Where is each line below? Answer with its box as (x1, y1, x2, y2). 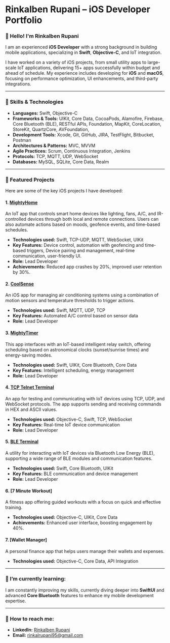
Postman (12, 137, 31, 143)
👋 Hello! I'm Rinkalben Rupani (5, 33, 79, 40)
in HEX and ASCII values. (5, 406, 57, 413)
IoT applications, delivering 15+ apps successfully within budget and (17, 65, 160, 71)
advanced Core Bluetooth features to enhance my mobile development (5, 592, 154, 598)
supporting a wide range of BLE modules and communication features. (5, 455, 153, 461)
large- (147, 60, 160, 66)
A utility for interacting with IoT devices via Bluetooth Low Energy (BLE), (5, 450, 155, 456)
